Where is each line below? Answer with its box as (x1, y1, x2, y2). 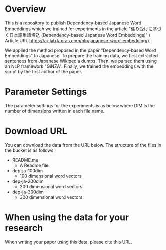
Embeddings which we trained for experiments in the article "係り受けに (5, 26, 153, 32)
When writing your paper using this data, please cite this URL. (5, 239, 132, 245)
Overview (5, 3, 46, 15)
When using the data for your (5, 212, 129, 223)
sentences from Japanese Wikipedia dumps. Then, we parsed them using (5, 58, 157, 64)
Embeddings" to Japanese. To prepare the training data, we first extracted (5, 52, 158, 58)
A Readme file (19, 162, 49, 168)
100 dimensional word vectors (19, 173, 82, 179)
